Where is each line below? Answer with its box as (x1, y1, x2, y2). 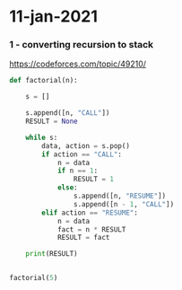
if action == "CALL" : (41, 150, 123, 159)
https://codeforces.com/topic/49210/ (9, 58, 146, 69)
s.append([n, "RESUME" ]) (73, 191, 167, 201)
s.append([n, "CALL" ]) (25, 109, 110, 118)
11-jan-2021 (9, 6, 99, 27)
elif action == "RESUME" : (41, 208, 139, 217)
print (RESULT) (25, 250, 78, 259)
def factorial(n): (9, 76, 78, 85)
